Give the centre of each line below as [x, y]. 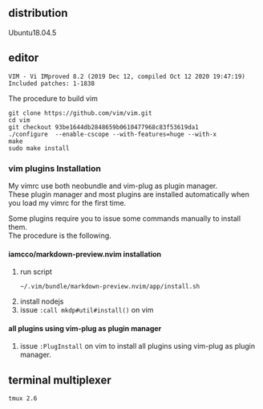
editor [24, 58]
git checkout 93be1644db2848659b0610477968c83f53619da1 [103, 127]
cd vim [19, 120]
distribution [38, 13]
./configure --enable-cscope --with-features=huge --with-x [113, 134]
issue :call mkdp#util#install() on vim [87, 310]
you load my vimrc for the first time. [67, 202]
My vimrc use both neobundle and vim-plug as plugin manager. [113, 186]
